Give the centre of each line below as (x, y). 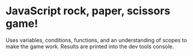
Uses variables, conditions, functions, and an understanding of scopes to (96, 40)
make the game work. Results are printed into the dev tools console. (90, 46)
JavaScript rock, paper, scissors (88, 11)
